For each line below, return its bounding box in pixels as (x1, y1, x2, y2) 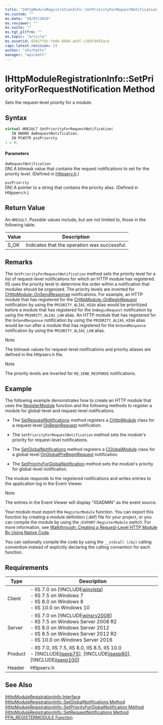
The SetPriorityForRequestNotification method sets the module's (12, 432, 147, 438)
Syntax (5, 114, 27, 122)
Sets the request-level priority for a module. (5, 100, 93, 105)
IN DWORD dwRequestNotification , (11, 131, 79, 136)
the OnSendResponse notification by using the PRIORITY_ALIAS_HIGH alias (5, 317, 146, 323)
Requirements (5, 563, 49, 571)
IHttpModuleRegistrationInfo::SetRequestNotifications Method (5, 709, 129, 715)
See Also (5, 681, 33, 689)
